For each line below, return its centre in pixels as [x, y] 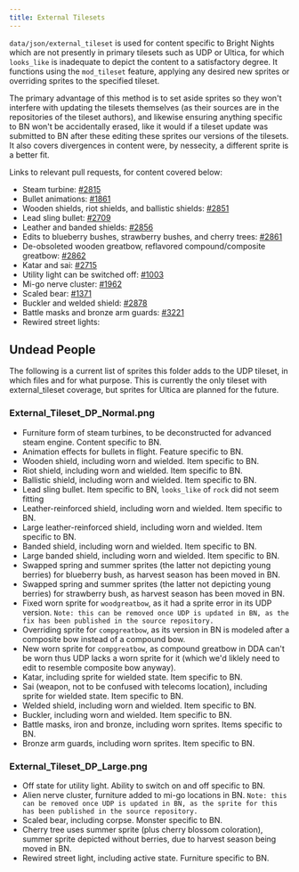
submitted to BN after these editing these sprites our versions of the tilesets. [149, 135]
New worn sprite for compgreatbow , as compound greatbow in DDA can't [153, 648]
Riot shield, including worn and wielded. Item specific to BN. [132, 470]
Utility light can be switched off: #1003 [93, 274]
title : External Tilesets [57, 17]
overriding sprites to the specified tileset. [85, 80]
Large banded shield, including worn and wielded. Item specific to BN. [151, 555]
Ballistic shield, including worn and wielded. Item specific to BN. [139, 480]
